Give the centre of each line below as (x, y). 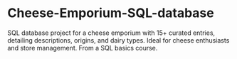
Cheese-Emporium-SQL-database (111, 13)
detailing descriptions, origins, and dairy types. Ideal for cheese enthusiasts (118, 40)
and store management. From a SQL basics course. (83, 48)
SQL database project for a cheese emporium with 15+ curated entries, (111, 33)
